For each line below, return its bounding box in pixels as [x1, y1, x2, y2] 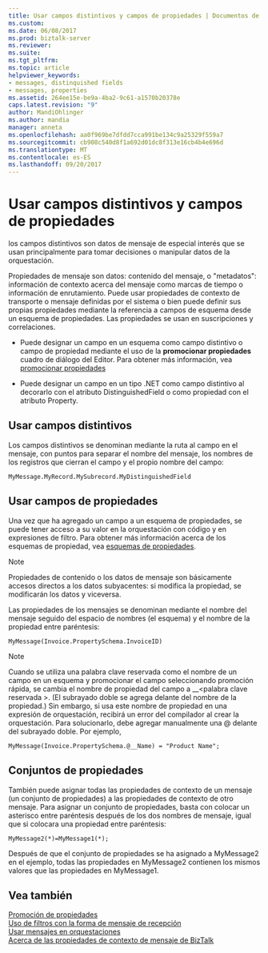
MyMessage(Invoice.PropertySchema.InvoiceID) [8, 637, 162, 645]
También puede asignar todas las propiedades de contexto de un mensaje [8, 785, 253, 794]
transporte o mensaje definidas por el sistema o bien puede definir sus [8, 297, 242, 307]
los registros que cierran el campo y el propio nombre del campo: [8, 457, 224, 467]
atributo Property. [19, 396, 78, 405]
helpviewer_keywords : [8, 71, 81, 79]
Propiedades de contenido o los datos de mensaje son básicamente [8, 572, 232, 581]
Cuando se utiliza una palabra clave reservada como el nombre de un [8, 666, 238, 677]
